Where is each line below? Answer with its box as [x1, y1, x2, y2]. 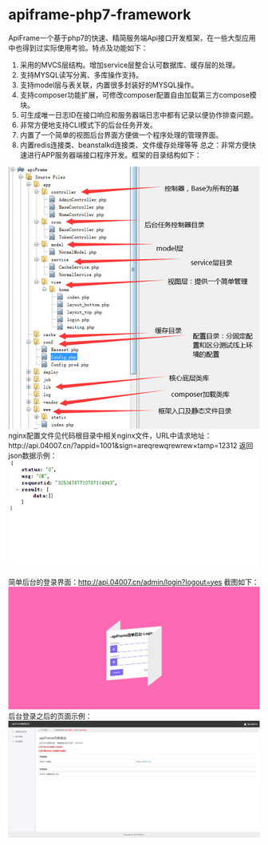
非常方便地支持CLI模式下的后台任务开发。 [19, 120, 157, 130]
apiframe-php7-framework [8, 6, 191, 24]
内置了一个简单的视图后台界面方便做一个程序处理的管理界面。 [19, 130, 223, 139]
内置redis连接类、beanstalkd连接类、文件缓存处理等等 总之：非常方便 [19, 140, 250, 150]
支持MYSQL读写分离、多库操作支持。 [19, 70, 144, 79]
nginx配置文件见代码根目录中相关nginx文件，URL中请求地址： [8, 431, 212, 440]
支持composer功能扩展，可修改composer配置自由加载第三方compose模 [19, 90, 257, 99]
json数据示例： [8, 451, 57, 460]
